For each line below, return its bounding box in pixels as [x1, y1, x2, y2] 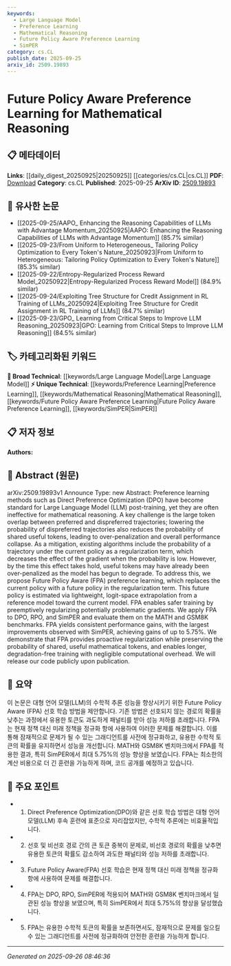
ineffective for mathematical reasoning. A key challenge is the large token [7, 510, 215, 519]
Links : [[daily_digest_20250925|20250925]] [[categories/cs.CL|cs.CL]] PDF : [7, 171, 224, 179]
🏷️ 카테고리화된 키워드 [7, 350, 97, 362]
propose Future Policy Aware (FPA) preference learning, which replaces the [7, 576, 221, 585]
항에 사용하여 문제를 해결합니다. [27, 874, 112, 883]
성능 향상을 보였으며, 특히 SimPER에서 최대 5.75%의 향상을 [40, 898, 199, 907]
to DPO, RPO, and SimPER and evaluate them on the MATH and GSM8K [7, 613, 208, 621]
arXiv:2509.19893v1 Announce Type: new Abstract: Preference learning [7, 488, 210, 496]
